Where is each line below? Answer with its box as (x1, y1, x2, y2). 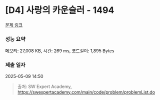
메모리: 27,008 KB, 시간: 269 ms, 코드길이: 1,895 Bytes (5, 48, 114, 54)
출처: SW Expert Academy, (17, 83, 72, 90)
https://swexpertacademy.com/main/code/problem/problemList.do (17, 89, 155, 95)
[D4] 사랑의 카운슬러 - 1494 (5, 4, 114, 16)
